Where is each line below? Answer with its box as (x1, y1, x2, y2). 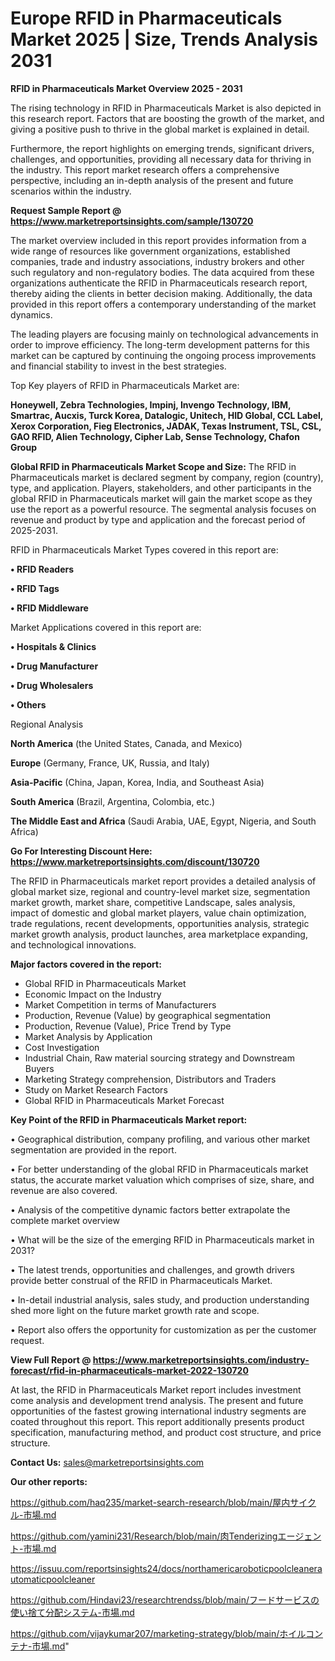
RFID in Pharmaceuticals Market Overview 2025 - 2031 (10, 82, 243, 94)
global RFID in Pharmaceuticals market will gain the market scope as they (10, 492, 313, 504)
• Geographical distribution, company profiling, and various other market (10, 1133, 311, 1145)
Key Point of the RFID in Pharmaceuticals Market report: (10, 1113, 248, 1126)
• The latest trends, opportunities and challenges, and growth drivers (10, 1263, 295, 1276)
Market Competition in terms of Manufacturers (24, 998, 217, 1011)
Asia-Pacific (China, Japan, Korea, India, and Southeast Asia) (10, 776, 265, 788)
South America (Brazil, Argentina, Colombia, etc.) (10, 795, 216, 807)
